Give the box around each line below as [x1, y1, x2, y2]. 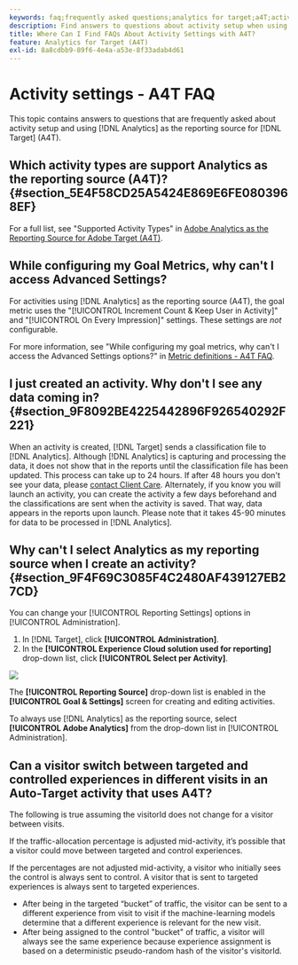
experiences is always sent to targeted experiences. [9, 882, 200, 892]
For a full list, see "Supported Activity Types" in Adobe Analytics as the [9, 223, 269, 233]
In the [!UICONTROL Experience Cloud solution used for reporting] [21, 644, 272, 655]
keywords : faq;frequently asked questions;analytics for [9, 12, 224, 22]
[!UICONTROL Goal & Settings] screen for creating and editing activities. [9, 696, 276, 707]
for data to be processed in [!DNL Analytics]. [9, 516, 173, 528]
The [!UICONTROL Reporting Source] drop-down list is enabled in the [9, 686, 266, 697]
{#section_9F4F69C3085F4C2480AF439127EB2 [9, 569, 286, 585]
